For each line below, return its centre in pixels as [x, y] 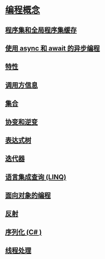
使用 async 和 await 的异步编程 [52, 48]
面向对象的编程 [28, 195]
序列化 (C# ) [24, 232]
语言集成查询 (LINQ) [36, 177]
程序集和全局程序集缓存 [41, 30]
